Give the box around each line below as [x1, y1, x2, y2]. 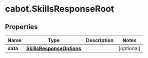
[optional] [118, 45, 141, 52]
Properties [5, 23, 38, 31]
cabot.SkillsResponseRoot [5, 3, 114, 14]
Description [86, 37, 114, 43]
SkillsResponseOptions [26, 45, 81, 52]
